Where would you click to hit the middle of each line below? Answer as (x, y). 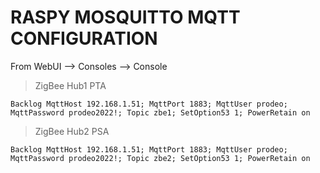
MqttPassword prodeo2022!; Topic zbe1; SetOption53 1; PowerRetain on (160, 112)
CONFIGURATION (84, 38)
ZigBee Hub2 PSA (72, 131)
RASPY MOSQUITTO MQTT (125, 17)
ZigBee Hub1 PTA (70, 85)
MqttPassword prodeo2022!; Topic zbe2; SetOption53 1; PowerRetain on (160, 158)
